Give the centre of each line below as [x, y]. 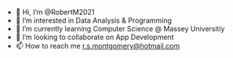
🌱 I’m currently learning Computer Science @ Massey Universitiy [120, 29]
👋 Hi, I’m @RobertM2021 [55, 12]
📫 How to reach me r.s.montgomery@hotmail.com [98, 46]
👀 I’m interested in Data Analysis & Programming [94, 20]
